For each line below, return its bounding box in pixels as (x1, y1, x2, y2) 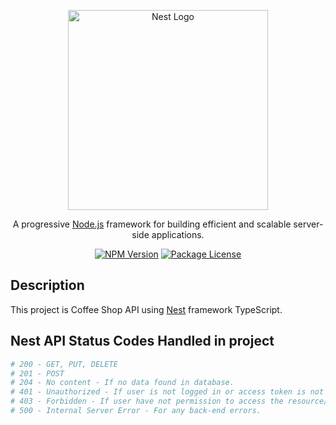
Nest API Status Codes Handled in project (10, 333, 275, 350)
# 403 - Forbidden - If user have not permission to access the (10, 396, 284, 407)
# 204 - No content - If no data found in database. (10, 378, 235, 388)
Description (10, 277, 85, 294)
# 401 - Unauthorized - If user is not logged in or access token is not (10, 387, 325, 397)
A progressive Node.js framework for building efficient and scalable (12, 218, 292, 230)
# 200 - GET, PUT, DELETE (10, 359, 118, 369)
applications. (151, 229, 205, 240)
